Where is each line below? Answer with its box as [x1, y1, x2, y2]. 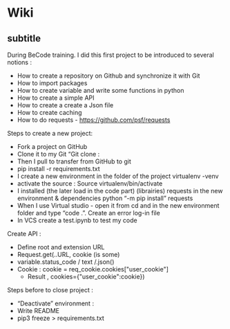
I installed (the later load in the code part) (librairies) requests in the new [17, 187, 223, 195]
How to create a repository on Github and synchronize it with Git [17, 71, 200, 80]
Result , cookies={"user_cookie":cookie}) [27, 272, 145, 281]
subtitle [7, 33, 41, 44]
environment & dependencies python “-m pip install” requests [17, 194, 193, 202]
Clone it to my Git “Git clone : [17, 150, 100, 158]
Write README [17, 307, 60, 314]
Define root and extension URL [17, 243, 105, 251]
